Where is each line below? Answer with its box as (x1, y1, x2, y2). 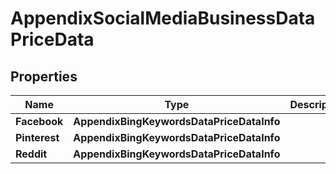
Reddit (15, 147, 48, 161)
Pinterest (15, 131, 60, 144)
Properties (10, 68, 78, 85)
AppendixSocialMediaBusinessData (10, 7, 316, 30)
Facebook (15, 115, 64, 128)
